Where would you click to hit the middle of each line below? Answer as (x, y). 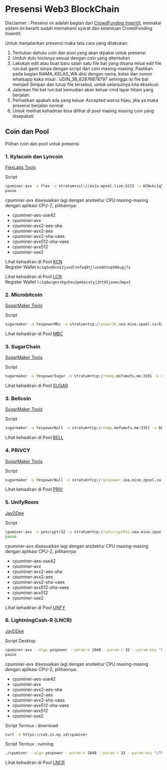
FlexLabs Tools (21, 167)
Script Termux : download (32, 725)
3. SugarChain (23, 346)
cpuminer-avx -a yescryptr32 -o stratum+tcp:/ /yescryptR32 (68, 532)
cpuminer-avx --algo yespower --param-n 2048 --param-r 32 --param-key (81, 650)
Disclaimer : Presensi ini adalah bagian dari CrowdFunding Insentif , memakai (83, 23)
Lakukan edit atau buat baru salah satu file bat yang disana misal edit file (87, 63)
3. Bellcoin (18, 398)
